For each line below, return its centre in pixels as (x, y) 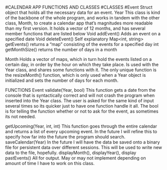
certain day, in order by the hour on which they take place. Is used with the (82, 65)
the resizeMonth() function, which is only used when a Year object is (76, 75)
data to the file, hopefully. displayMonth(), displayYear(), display (71, 153)
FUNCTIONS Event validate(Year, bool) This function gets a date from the (81, 90)
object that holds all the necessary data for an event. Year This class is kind (83, 12)
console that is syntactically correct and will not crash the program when (80, 95)
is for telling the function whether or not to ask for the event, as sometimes (82, 111)
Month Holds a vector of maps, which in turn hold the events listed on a (79, 59)
